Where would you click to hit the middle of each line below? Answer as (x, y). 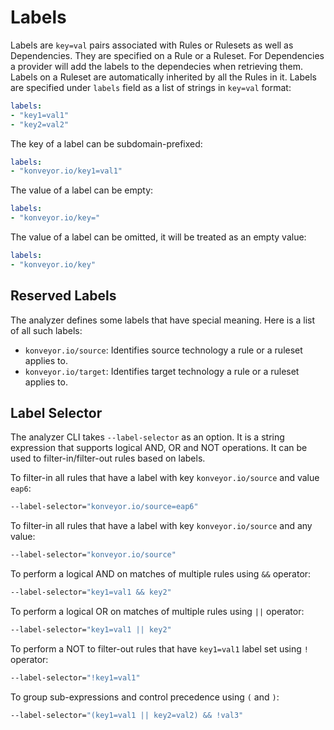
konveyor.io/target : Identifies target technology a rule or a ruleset (162, 371)
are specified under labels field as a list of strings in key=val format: (151, 87)
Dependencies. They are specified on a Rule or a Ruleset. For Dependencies (167, 55)
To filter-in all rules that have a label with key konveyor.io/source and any (161, 526)
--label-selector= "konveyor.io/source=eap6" (104, 507)
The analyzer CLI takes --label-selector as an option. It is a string (147, 437)
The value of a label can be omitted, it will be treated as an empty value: (158, 237)
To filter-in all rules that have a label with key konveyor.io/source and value (165, 478)
